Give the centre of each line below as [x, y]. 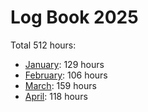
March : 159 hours [60, 85]
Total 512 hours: [43, 45]
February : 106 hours [66, 75]
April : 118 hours [56, 96]
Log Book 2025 [74, 17]
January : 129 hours [64, 64]
